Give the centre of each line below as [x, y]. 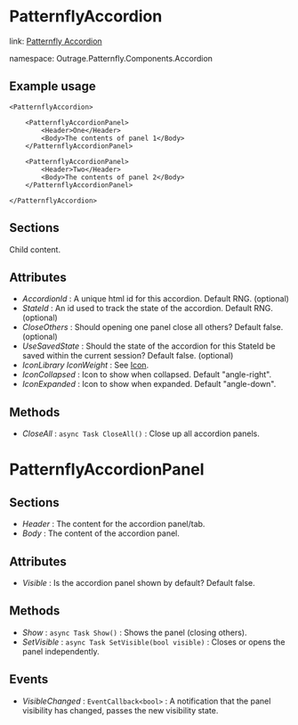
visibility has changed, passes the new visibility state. [120, 710]
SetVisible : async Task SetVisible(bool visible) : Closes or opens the [153, 642]
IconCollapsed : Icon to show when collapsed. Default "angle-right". [147, 375]
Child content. [35, 249]
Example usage [52, 87]
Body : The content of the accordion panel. [101, 533]
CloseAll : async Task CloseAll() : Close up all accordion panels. [141, 433]
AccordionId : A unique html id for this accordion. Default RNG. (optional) [155, 299]
